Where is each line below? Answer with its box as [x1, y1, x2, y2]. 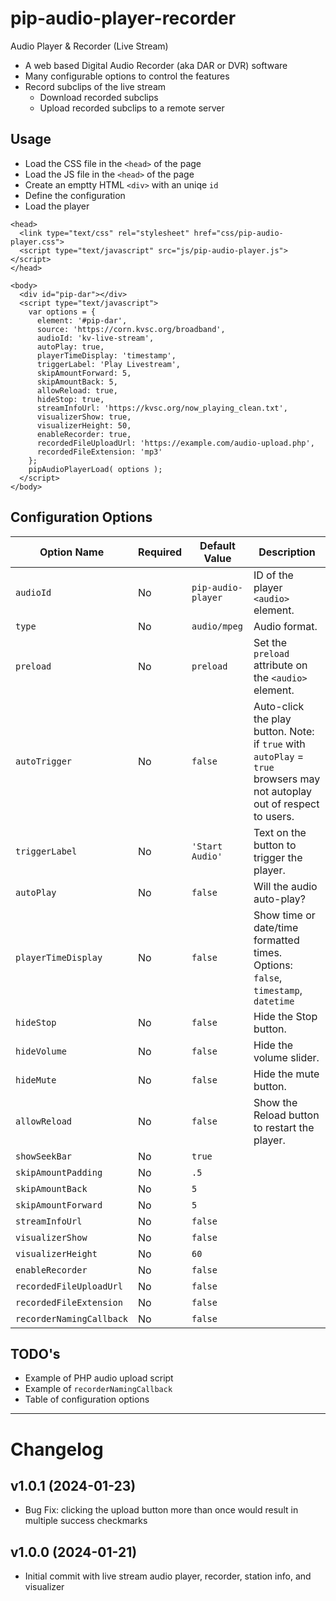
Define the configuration [24, 189, 126, 201]
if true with [253, 737, 306, 751]
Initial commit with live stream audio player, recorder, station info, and [24, 1570, 312, 1582]
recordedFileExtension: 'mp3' [36, 447, 163, 457]
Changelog [10, 1438, 104, 1461]
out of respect [253, 797, 320, 811]
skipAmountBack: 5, [36, 377, 118, 387]
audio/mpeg [191, 620, 243, 632]
